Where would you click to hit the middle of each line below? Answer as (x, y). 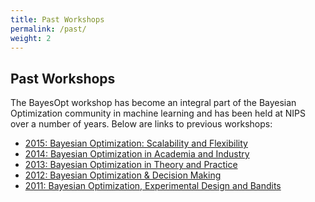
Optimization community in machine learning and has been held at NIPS (158, 113)
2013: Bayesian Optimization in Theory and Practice (131, 165)
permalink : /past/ (48, 29)
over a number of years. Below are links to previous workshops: (141, 124)
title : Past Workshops (57, 19)
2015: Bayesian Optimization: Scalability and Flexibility (136, 143)
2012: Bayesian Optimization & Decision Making (123, 175)
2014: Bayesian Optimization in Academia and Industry (137, 154)
